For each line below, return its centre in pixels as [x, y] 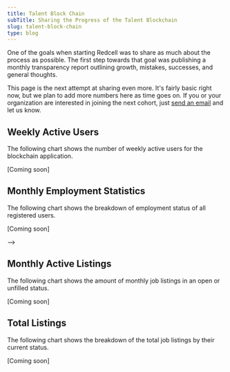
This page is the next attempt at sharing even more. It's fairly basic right [109, 88]
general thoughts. [32, 75]
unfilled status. [28, 287]
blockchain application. [40, 156]
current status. [28, 347]
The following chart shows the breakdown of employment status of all [106, 208]
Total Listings [37, 323]
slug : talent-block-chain [44, 26]
